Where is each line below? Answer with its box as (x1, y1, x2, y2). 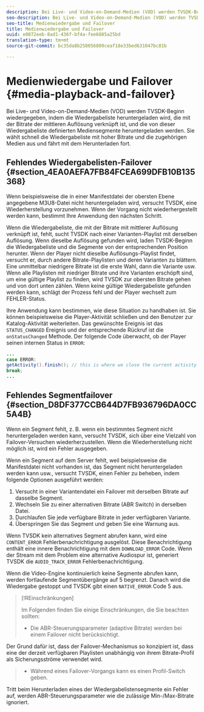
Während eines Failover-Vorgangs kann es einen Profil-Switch (30, 667, 186, 674)
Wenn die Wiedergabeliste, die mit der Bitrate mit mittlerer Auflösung (6, 223, 178, 231)
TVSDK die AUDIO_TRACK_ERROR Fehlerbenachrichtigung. (6, 557, 144, 565)
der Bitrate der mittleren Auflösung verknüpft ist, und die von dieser (6, 120, 175, 128)
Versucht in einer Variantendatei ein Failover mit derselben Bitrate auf (15, 487, 189, 495)
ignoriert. (6, 698, 29, 706)
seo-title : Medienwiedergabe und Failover (6, 20, 115, 26)
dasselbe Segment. (15, 494, 64, 501)
